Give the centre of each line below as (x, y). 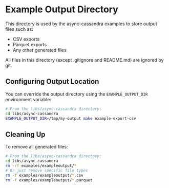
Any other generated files (39, 50)
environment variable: (28, 99)
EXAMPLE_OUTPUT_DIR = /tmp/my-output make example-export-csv (71, 118)
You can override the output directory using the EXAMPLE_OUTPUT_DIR (77, 94)
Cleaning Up (25, 134)
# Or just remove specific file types (47, 171)
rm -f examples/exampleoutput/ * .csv (44, 175)
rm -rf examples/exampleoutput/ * (41, 165)
